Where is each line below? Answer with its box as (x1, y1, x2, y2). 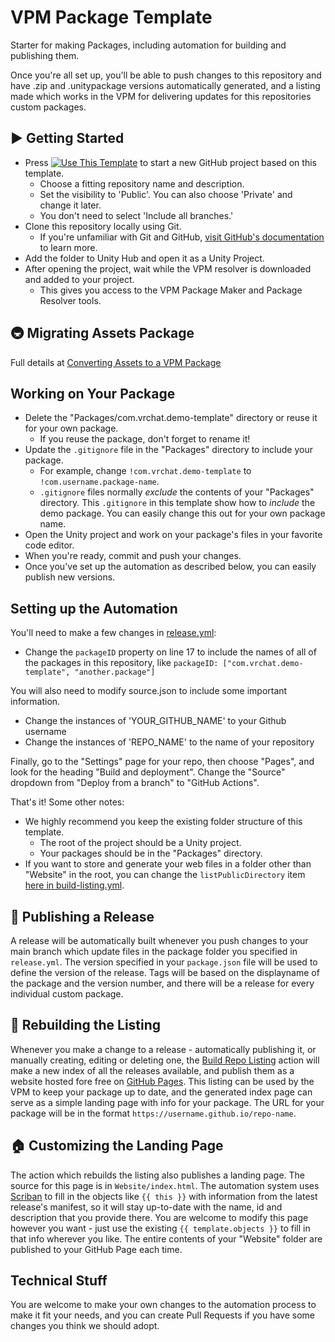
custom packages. (10, 101, 87, 113)
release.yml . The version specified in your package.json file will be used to (10, 956, 318, 968)
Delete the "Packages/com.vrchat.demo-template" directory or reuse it (24, 412, 318, 424)
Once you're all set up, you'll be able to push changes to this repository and (10, 69, 322, 81)
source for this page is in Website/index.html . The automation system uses (10, 1179, 320, 1191)
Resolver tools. (39, 294, 102, 306)
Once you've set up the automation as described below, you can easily (24, 561, 317, 573)
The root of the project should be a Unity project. (39, 837, 242, 849)
